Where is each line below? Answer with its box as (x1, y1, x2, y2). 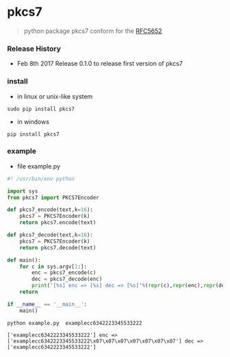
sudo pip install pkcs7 (7, 106, 75, 112)
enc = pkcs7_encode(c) (31, 269, 97, 276)
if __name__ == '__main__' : (7, 301, 88, 308)
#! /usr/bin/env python (7, 175, 75, 182)
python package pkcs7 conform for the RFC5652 (23, 27, 162, 35)
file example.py (16, 162, 60, 170)
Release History (7, 44, 62, 53)
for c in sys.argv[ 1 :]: (19, 263, 88, 270)
